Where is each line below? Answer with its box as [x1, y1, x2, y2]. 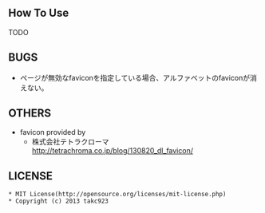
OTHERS [8, 107, 52, 120]
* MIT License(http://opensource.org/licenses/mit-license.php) [8, 191, 227, 199]
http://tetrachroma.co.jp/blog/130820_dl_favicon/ [31, 146, 194, 156]
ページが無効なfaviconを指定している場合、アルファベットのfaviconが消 [19, 73, 258, 82]
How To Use [8, 6, 69, 20]
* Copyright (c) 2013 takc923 [8, 197, 109, 206]
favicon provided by [19, 128, 86, 137]
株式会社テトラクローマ [31, 137, 109, 147]
